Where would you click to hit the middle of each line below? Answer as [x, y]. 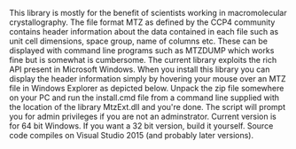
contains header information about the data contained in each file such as [144, 31]
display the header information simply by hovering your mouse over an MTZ [148, 78]
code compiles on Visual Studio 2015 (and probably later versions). [132, 135]
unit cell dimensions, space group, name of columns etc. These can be [139, 41]
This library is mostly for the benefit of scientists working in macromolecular [148, 13]
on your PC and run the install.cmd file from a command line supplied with [144, 98]
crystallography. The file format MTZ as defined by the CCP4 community [142, 22]
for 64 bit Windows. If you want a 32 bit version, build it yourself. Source [141, 126]
